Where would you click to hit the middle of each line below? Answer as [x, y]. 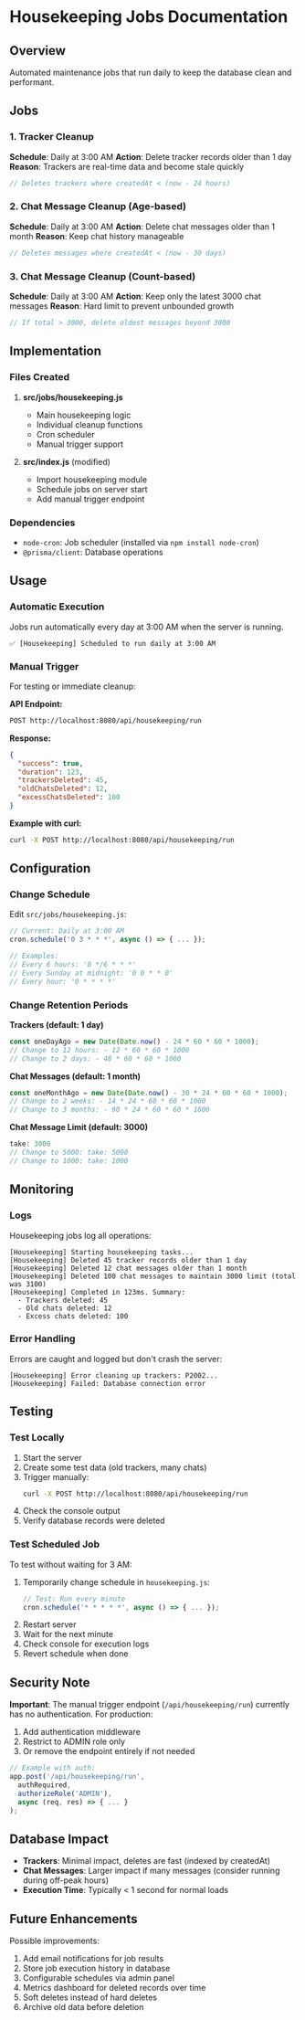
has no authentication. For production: [81, 1714]
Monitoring [42, 1190]
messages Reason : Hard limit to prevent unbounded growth [122, 306]
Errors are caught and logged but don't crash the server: [116, 1359]
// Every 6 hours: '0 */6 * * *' [73, 965]
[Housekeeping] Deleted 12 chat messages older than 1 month [128, 1268]
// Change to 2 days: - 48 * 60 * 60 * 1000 [95, 1058]
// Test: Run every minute [74, 1599]
